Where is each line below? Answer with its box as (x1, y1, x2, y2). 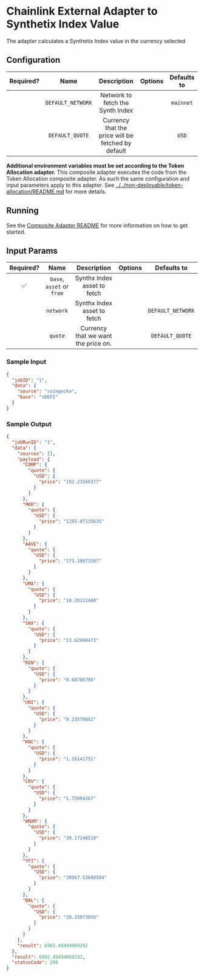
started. (6, 228, 26, 235)
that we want (75, 332, 112, 340)
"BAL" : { (22, 897, 45, 903)
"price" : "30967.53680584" (38, 875, 107, 881)
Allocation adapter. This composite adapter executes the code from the (6, 169, 187, 176)
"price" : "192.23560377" (38, 479, 102, 485)
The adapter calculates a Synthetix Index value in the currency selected (6, 37, 186, 44)
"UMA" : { (22, 580, 45, 586)
